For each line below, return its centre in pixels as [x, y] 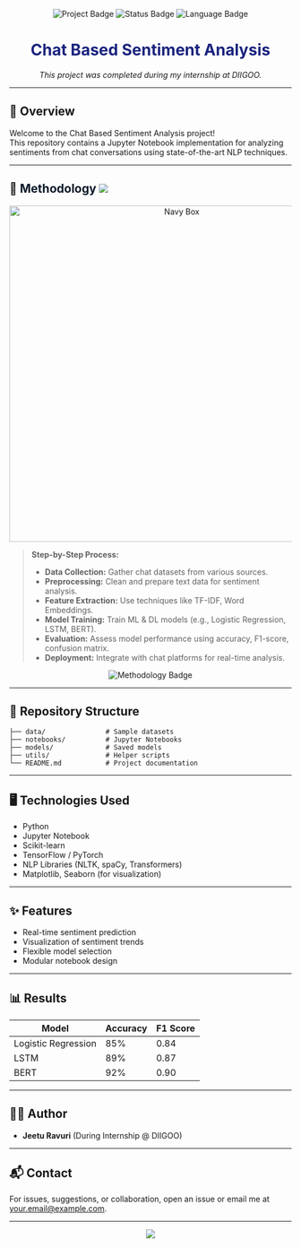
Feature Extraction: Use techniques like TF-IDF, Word [144, 600]
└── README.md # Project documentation [104, 763]
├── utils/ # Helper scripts [90, 756]
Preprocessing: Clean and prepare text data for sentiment [152, 581]
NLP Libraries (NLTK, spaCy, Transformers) [102, 864]
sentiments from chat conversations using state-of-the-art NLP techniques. [149, 152]
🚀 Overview [42, 112]
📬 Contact [41, 1173]
